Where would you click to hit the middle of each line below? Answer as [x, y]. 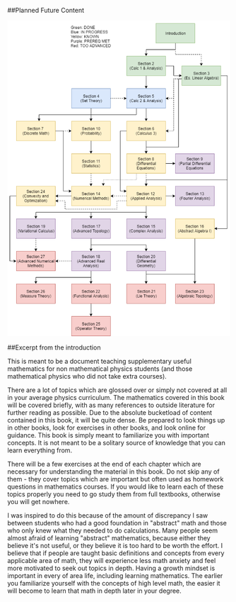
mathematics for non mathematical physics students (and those [100, 369]
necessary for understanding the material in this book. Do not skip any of [114, 472]
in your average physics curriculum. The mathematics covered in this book [116, 398]
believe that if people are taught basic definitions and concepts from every [116, 553]
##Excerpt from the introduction [54, 347]
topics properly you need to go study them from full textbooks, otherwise [114, 494]
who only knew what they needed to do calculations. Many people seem [112, 530]
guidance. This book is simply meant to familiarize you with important [108, 435]
